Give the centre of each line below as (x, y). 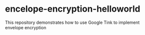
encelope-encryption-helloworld (73, 9)
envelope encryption (26, 27)
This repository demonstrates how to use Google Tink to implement (72, 22)
